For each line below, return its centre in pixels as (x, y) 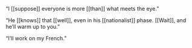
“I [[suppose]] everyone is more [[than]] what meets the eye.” (82, 9)
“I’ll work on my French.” (36, 38)
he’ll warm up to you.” (33, 27)
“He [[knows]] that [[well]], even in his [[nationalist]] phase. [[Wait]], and (96, 20)
